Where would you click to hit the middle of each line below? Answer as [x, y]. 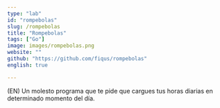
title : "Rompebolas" [37, 33]
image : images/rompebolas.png [51, 46]
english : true [28, 65]
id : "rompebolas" [32, 20]
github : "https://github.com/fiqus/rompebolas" [77, 59]
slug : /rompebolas [34, 26]
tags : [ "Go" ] [26, 39]
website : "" [24, 53]
